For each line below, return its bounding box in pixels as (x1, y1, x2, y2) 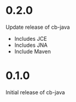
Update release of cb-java (5, 23, 70, 31)
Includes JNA (14, 41, 48, 49)
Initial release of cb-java (5, 88, 65, 96)
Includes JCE (14, 35, 47, 42)
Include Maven (14, 47, 51, 55)
